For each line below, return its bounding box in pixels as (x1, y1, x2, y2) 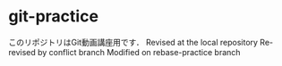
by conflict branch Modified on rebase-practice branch (38, 46, 241, 57)
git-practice (8, 6, 99, 27)
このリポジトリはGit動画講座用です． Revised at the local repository (8, 37, 259, 47)
